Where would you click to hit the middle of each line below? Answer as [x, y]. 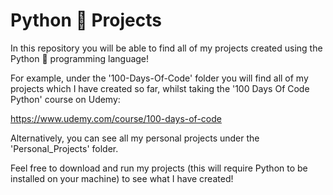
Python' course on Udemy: [65, 99]
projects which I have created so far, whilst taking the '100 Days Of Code [160, 88]
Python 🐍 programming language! [80, 58]
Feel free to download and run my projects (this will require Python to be [159, 168]
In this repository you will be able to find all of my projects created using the [166, 48]
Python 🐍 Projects [86, 20]
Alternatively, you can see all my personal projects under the [135, 138]
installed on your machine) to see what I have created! [122, 178]
